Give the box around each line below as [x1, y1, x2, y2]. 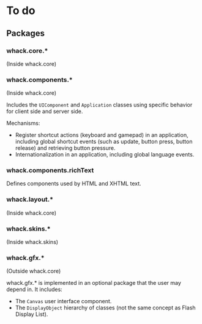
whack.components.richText [6, 166, 94, 175]
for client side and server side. [6, 108, 83, 115]
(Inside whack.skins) [6, 238, 59, 246]
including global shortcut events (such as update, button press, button [15, 138, 193, 145]
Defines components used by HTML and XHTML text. [6, 180, 142, 187]
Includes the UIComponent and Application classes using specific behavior [6, 101, 193, 109]
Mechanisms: [6, 120, 40, 127]
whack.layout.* [6, 195, 54, 204]
